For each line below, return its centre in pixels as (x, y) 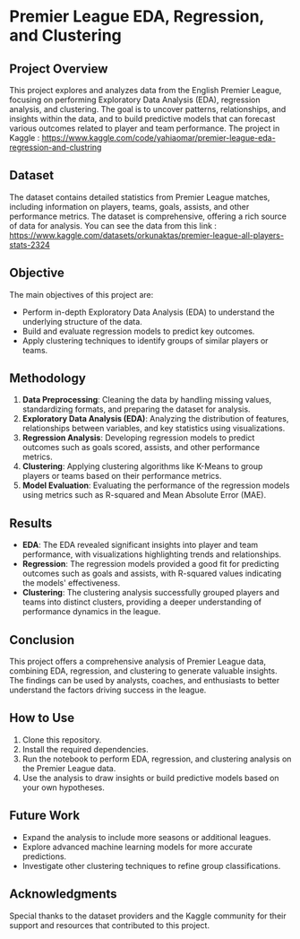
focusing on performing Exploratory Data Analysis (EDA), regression (135, 100)
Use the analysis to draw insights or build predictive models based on (150, 778)
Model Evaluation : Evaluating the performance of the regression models (156, 485)
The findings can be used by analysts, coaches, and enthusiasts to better (145, 681)
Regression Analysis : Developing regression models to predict (138, 438)
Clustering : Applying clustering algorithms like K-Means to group (142, 466)
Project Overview (59, 69)
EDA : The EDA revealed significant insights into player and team (140, 545)
